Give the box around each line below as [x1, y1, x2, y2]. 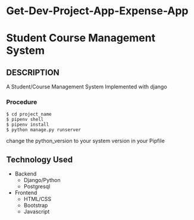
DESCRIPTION [6, 67, 60, 78]
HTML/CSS [23, 196, 52, 203]
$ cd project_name [6, 111, 52, 117]
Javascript [23, 208, 50, 215]
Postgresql [23, 183, 51, 190]
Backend [14, 170, 37, 177]
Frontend [14, 189, 37, 196]
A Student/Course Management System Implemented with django [6, 83, 168, 90]
